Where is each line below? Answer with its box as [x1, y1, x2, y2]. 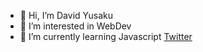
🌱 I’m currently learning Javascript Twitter [19, 31, 193, 42]
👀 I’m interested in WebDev [19, 20, 132, 32]
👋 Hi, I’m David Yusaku [19, 10, 113, 21]
